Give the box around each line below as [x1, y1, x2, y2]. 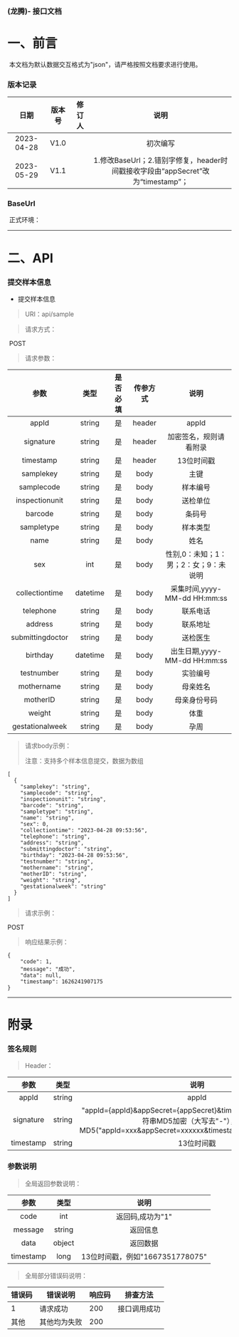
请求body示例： [24, 741, 72, 750]
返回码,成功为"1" [116, 1212, 173, 1222]
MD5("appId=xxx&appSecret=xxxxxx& [79, 1126, 209, 1136]
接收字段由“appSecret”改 [125, 166, 210, 176]
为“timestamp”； [132, 177, 188, 187]
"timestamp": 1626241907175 [20, 977, 103, 985]
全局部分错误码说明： [24, 1271, 87, 1279]
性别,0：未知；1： [165, 549, 227, 559]
